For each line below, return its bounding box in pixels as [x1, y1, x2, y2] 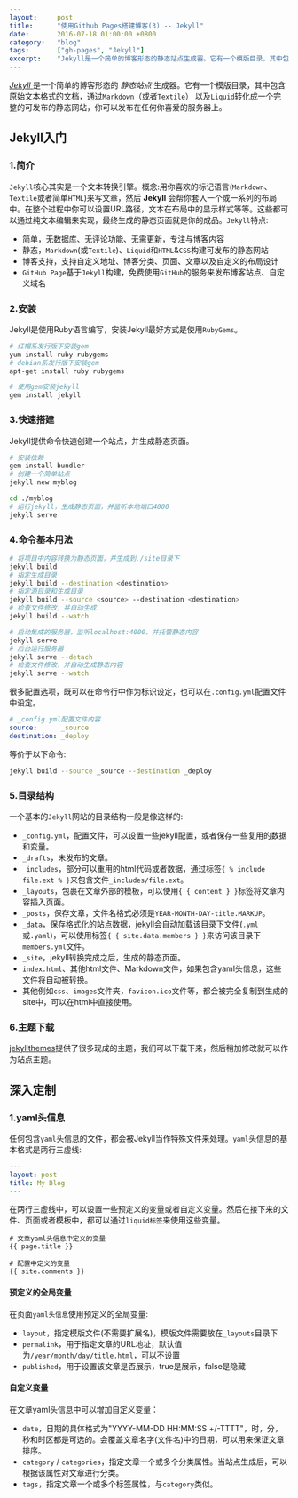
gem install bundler [9, 461, 86, 471]
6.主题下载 [9, 1021, 55, 1033]
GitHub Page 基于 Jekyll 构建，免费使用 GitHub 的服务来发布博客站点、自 [21, 267, 278, 277]
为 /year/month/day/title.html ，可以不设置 [21, 1350, 180, 1360]
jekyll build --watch [9, 612, 90, 621]
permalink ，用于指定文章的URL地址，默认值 [21, 1338, 183, 1349]
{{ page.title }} [9, 1242, 74, 1251]
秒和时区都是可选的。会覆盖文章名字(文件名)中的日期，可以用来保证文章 [21, 1434, 286, 1445]
